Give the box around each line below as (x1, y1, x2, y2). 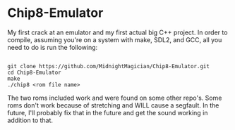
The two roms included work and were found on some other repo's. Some (7, 93, 222, 102)
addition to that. (7, 116, 54, 124)
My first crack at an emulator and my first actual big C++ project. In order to (7, 28, 228, 37)
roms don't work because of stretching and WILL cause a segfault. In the (7, 100, 219, 110)
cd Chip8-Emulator (7, 69, 61, 76)
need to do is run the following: (7, 43, 98, 51)
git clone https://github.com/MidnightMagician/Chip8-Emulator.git (7, 63, 210, 70)
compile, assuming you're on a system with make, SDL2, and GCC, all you (7, 35, 222, 44)
